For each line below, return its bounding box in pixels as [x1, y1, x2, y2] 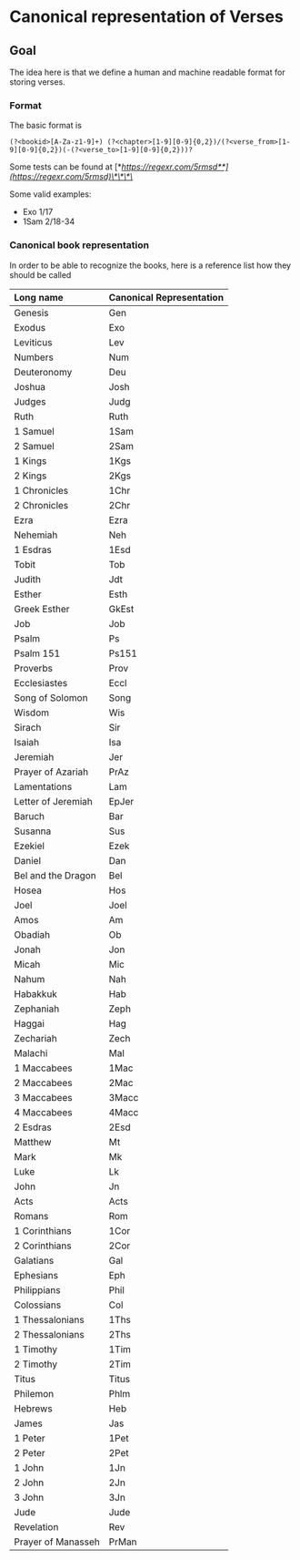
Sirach [14, 721, 42, 734]
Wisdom [14, 706, 50, 719]
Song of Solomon [14, 691, 88, 703]
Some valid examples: [9, 189, 92, 200]
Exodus [14, 321, 46, 334]
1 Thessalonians [14, 1313, 85, 1326]
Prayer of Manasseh [14, 1535, 100, 1548]
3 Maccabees [14, 1091, 73, 1103]
